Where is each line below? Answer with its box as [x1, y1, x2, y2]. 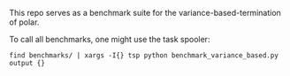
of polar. [9, 17, 40, 27]
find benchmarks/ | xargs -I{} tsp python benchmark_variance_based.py [9, 51, 279, 60]
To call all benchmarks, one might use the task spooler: [9, 34, 210, 44]
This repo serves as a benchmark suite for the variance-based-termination [9, 8, 281, 18]
